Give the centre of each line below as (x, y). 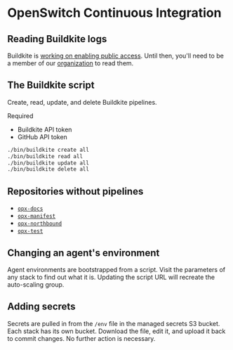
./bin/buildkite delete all (48, 169)
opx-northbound (40, 224)
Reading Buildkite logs (57, 39)
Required (20, 116)
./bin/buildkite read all (45, 156)
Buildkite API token (45, 129)
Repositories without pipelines (75, 191)
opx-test (30, 231)
